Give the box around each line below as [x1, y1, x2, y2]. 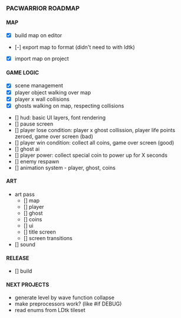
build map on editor [14, 32, 62, 39]
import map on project [14, 55, 69, 63]
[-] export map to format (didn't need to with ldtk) [14, 44, 136, 51]
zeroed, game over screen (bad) [14, 133, 93, 140]
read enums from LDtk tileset [14, 307, 85, 314]
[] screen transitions [23, 234, 73, 241]
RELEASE [6, 254, 29, 261]
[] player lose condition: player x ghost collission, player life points [14, 126, 176, 133]
